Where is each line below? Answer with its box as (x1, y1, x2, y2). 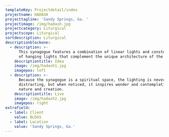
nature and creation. (18, 86, 64, 92)
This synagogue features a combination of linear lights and (18, 49, 150, 54)
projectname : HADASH (5, 12, 49, 17)
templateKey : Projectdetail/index (5, 7, 78, 13)
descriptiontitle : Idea (14, 59, 64, 64)
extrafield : (5, 105, 30, 110)
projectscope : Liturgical (5, 31, 59, 36)
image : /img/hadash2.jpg (14, 96, 66, 101)
